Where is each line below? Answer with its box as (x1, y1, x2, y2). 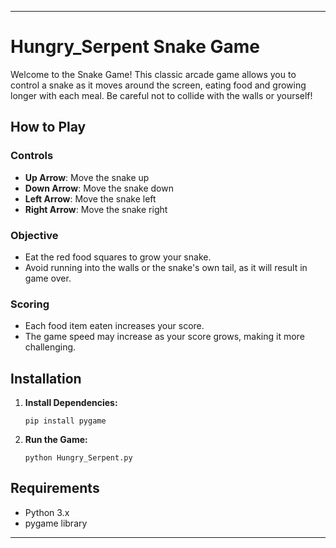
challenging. (24, 341, 77, 353)
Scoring (10, 297, 50, 311)
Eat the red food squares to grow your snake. (24, 251, 212, 263)
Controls (10, 149, 54, 163)
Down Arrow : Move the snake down (24, 182, 174, 194)
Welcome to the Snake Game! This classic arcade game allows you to (10, 68, 297, 80)
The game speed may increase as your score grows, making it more (24, 331, 305, 343)
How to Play (10, 119, 87, 136)
